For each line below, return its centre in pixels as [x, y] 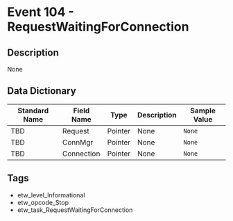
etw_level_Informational [51, 195]
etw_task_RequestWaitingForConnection [75, 210]
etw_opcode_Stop [43, 202]
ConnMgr [78, 142]
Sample [203, 110]
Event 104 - [41, 12]
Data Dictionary [42, 91]
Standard [33, 110]
